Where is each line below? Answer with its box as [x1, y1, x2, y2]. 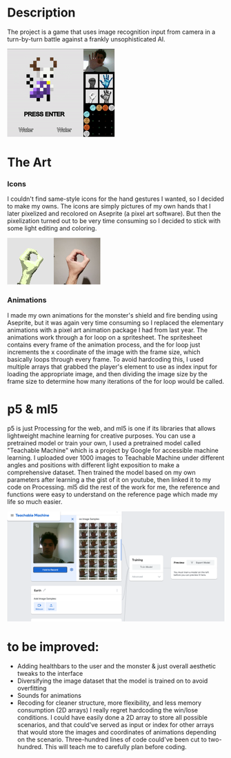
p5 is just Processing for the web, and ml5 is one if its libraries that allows [7, 424, 216, 432]
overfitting [17, 684, 47, 692]
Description [7, 5, 76, 21]
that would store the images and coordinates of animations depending [17, 728, 217, 737]
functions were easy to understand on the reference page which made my [7, 490, 219, 498]
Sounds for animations [17, 692, 81, 700]
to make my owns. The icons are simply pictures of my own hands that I [7, 202, 211, 211]
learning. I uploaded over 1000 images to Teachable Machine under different [7, 454, 225, 462]
